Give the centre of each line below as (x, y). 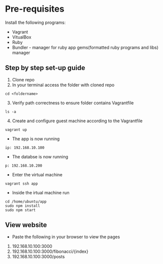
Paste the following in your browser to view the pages (66, 237)
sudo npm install (23, 206)
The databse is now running (40, 156)
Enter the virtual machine (37, 174)
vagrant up (16, 130)
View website (26, 225)
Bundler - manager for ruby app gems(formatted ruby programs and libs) (85, 47)
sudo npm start (20, 210)
